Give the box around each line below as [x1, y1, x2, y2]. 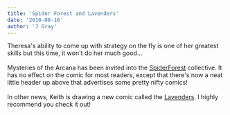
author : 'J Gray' [7, 23, 57, 30]
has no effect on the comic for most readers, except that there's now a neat [7, 71, 223, 79]
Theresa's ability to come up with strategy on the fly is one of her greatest [7, 42, 219, 50]
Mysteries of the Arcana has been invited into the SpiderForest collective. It [7, 63, 222, 72]
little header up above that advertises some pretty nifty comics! [7, 79, 188, 87]
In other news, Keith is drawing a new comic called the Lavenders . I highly [7, 93, 219, 101]
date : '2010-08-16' [7, 17, 64, 23]
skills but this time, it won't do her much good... [7, 49, 143, 57]
